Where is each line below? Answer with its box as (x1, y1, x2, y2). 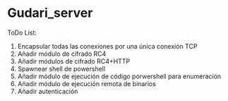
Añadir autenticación (17, 87, 78, 95)
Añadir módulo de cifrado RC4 (17, 49, 107, 58)
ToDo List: (7, 28, 37, 37)
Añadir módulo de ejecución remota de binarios (17, 79, 157, 88)
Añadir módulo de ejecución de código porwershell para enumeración (17, 72, 222, 81)
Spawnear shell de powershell (17, 64, 106, 73)
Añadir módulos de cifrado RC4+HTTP (17, 57, 131, 65)
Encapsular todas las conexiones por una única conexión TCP (17, 42, 198, 50)
